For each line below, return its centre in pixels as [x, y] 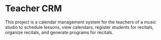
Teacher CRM [34, 9]
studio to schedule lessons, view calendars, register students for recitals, [80, 27]
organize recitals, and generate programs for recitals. [59, 32]
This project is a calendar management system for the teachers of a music [81, 22]
